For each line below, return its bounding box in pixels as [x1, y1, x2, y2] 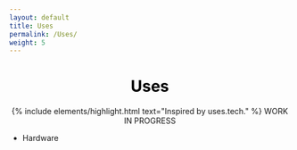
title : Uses [9, 21, 54, 30]
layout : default [9, 12, 70, 22]
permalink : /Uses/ [9, 29, 78, 38]
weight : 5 [9, 37, 46, 47]
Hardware [21, 133, 60, 144]
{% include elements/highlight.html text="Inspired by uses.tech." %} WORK [11, 106, 288, 117]
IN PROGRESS [123, 115, 177, 126]
